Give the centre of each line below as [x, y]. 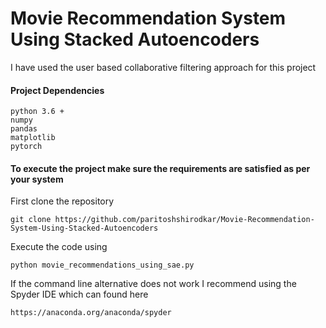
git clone [31, 220]
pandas [24, 129]
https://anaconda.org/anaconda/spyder [91, 313]
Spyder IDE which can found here [79, 294]
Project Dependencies [57, 90]
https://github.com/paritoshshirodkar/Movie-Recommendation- [184, 220]
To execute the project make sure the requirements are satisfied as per [160, 168]
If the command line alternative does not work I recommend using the [153, 284]
